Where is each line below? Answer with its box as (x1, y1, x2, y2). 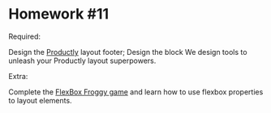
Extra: (8, 71, 28, 81)
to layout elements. (8, 95, 72, 105)
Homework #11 (8, 5, 110, 23)
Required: (8, 31, 41, 41)
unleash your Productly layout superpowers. (8, 56, 157, 65)
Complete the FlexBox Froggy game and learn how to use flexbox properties (8, 86, 264, 97)
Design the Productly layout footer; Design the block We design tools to (8, 47, 247, 56)
